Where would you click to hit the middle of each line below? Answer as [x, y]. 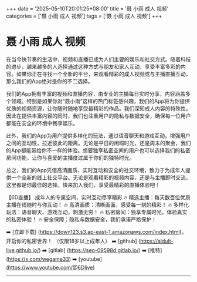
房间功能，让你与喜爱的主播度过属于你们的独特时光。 [70, 157]
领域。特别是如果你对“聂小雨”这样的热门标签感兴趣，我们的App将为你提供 [101, 101]
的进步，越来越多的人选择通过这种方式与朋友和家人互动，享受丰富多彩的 [93, 66]
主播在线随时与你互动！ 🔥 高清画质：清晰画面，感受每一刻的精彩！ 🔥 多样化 [98, 204]
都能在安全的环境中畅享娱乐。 [42, 123]
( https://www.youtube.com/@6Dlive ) [50, 267]
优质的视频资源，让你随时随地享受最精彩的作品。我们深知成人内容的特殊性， [98, 108]
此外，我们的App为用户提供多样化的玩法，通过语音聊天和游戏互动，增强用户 [98, 135]
